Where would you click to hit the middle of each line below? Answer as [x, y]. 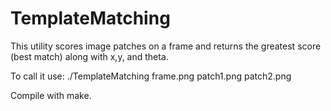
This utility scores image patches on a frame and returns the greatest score [166, 46]
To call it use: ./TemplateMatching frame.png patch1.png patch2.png [151, 76]
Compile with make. [51, 95]
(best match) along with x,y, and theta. [89, 56]
